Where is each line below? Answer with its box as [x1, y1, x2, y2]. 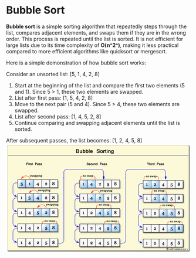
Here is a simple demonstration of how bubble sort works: [6, 59, 147, 66]
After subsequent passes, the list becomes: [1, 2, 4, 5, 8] [6, 137, 143, 144]
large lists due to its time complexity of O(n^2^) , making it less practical [6, 42, 179, 49]
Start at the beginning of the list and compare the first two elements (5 [14, 82, 185, 89]
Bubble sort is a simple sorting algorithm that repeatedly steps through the [6, 23, 187, 30]
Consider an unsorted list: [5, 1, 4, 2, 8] [6, 70, 100, 77]
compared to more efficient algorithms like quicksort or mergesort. [6, 47, 167, 55]
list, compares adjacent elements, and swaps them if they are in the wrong [6, 29, 187, 36]
